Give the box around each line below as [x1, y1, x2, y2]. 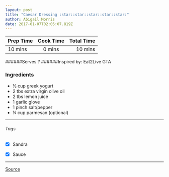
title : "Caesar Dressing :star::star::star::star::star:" [5, 12, 129, 17]
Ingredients [5, 71, 34, 78]
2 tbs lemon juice [12, 94, 49, 100]
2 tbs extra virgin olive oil [12, 88, 65, 94]
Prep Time [8, 37, 33, 44]
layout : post [5, 7, 33, 13]
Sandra [12, 141, 28, 147]
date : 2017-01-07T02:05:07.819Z [5, 21, 73, 27]
